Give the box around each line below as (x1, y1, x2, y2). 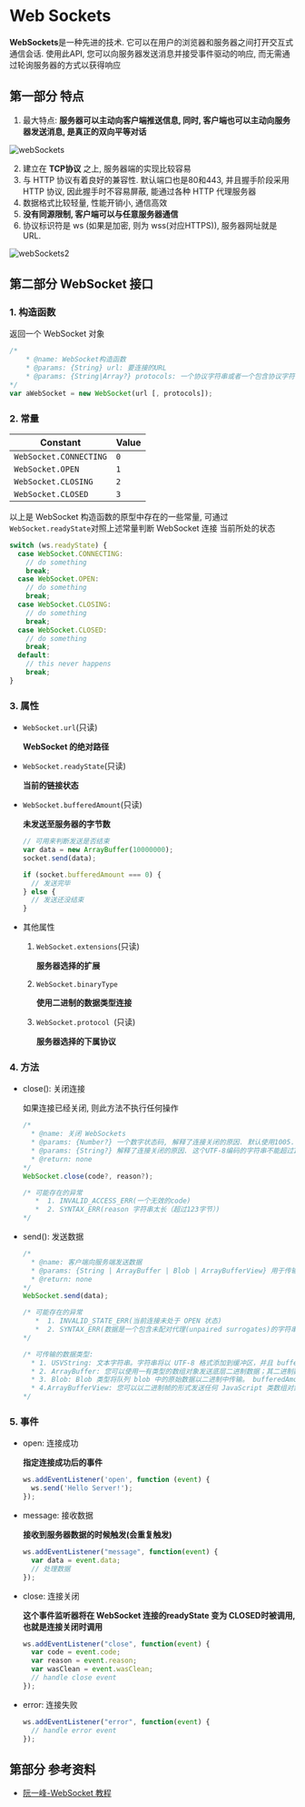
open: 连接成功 (22, 1437, 79, 1448)
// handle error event (31, 1726, 117, 1735)
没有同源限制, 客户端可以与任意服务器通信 (22, 208, 179, 219)
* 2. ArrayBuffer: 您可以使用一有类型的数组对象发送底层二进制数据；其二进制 (31, 1366, 293, 1376)
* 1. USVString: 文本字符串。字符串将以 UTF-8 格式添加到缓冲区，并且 (31, 1358, 274, 1367)
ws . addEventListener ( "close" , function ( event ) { (22, 1639, 211, 1649)
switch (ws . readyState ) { (9, 541, 107, 550)
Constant (40, 436, 82, 449)
